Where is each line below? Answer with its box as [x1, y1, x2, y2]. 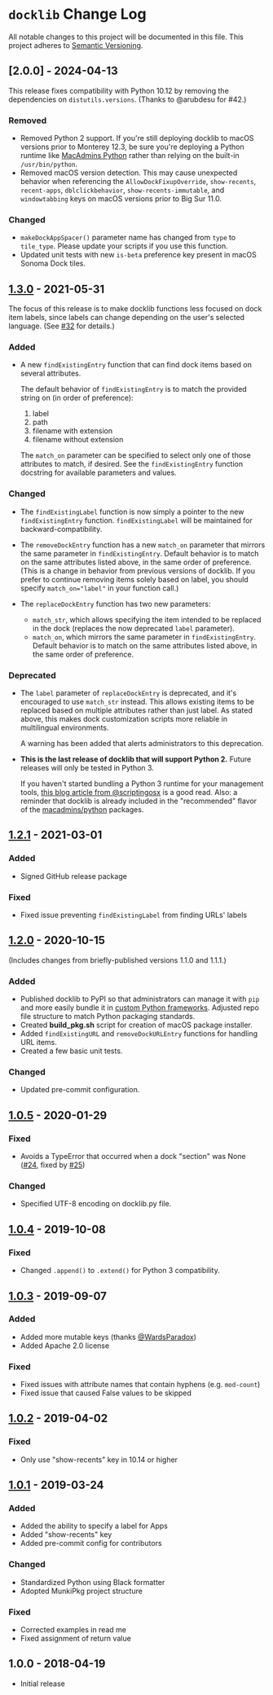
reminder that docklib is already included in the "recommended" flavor [20, 796, 258, 806]
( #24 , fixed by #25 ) [20, 1160, 86, 1170]
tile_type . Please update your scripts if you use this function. [20, 241, 228, 251]
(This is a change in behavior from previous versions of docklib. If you [20, 565, 255, 575]
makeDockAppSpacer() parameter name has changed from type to [20, 233, 236, 243]
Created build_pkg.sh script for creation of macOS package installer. [20, 1020, 253, 1030]
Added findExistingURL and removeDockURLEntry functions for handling [20, 1029, 258, 1039]
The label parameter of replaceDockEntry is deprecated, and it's [20, 688, 237, 698]
